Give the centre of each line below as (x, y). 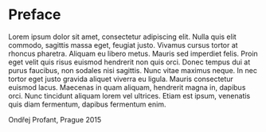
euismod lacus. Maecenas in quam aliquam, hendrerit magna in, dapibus (127, 87)
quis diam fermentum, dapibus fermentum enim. (87, 104)
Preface (35, 15)
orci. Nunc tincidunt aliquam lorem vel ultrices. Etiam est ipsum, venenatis (129, 95)
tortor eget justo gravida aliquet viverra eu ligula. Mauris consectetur (121, 79)
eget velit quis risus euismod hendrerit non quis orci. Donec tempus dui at (129, 62)
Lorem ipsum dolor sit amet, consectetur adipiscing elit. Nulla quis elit (122, 37)
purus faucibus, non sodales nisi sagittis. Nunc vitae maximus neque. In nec (133, 70)
